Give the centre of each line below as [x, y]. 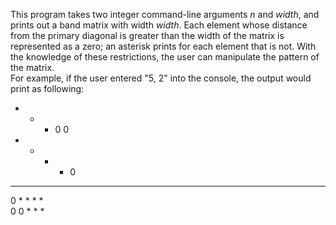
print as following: [47, 88]
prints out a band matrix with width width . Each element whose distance [159, 25]
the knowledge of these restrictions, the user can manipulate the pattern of [165, 57]
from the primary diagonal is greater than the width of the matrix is [147, 35]
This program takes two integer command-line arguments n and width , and [165, 14]
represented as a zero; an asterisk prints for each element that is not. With [163, 46]
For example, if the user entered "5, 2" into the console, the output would [161, 78]
